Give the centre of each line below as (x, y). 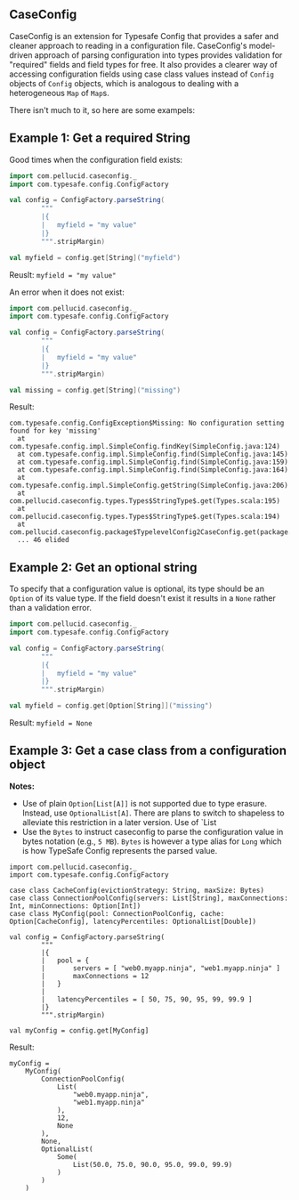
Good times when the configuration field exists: (96, 159)
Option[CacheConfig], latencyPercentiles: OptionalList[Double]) (133, 921)
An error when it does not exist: (67, 292)
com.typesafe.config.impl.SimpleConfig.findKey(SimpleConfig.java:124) (145, 447)
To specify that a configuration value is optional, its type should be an (137, 589)
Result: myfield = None (51, 723)
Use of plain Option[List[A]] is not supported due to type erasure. (145, 803)
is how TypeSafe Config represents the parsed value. (120, 850)
